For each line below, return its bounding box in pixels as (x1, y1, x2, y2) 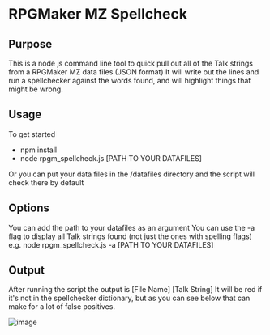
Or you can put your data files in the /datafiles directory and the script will (8, 169, 255, 179)
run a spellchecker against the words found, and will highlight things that (8, 76, 251, 85)
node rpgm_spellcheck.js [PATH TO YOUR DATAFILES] (19, 153, 203, 163)
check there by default (8, 177, 84, 187)
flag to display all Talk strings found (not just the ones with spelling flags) (8, 231, 253, 241)
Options (8, 201, 50, 215)
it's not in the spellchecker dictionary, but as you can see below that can (8, 293, 251, 303)
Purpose (8, 37, 53, 51)
